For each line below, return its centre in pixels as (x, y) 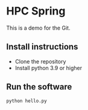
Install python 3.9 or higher (49, 68)
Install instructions (42, 47)
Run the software (39, 87)
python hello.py (27, 101)
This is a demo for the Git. (38, 28)
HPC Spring (36, 11)
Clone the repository (40, 61)
